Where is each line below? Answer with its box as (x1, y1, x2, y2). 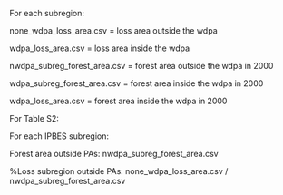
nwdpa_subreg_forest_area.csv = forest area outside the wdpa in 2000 (9, 61, 274, 71)
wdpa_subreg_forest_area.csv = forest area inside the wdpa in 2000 (9, 78, 264, 89)
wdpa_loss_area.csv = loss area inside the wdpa (9, 43, 190, 54)
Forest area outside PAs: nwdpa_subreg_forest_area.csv (9, 149, 220, 159)
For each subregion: (9, 8, 84, 18)
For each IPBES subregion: (9, 131, 109, 141)
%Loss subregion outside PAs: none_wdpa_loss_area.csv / (9, 166, 229, 176)
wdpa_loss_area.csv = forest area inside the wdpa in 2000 (9, 95, 228, 106)
